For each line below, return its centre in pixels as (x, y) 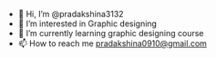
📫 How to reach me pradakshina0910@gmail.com (113, 43)
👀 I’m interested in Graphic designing (87, 24)
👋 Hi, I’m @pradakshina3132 (71, 14)
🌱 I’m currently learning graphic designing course (111, 33)
